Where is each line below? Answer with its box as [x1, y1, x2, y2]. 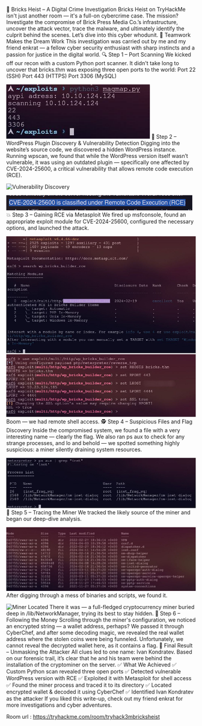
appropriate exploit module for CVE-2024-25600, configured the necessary [6, 218, 194, 225]
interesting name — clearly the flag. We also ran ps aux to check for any [6, 433, 185, 440]
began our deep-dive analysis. [6, 515, 82, 522]
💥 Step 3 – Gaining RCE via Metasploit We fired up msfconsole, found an [6, 211, 186, 218]
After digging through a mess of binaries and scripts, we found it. [6, 592, 168, 599]
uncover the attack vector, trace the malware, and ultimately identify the [6, 25, 185, 32]
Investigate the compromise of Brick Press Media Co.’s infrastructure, [6, 19, 179, 25]
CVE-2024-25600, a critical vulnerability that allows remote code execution [6, 165, 194, 172]
